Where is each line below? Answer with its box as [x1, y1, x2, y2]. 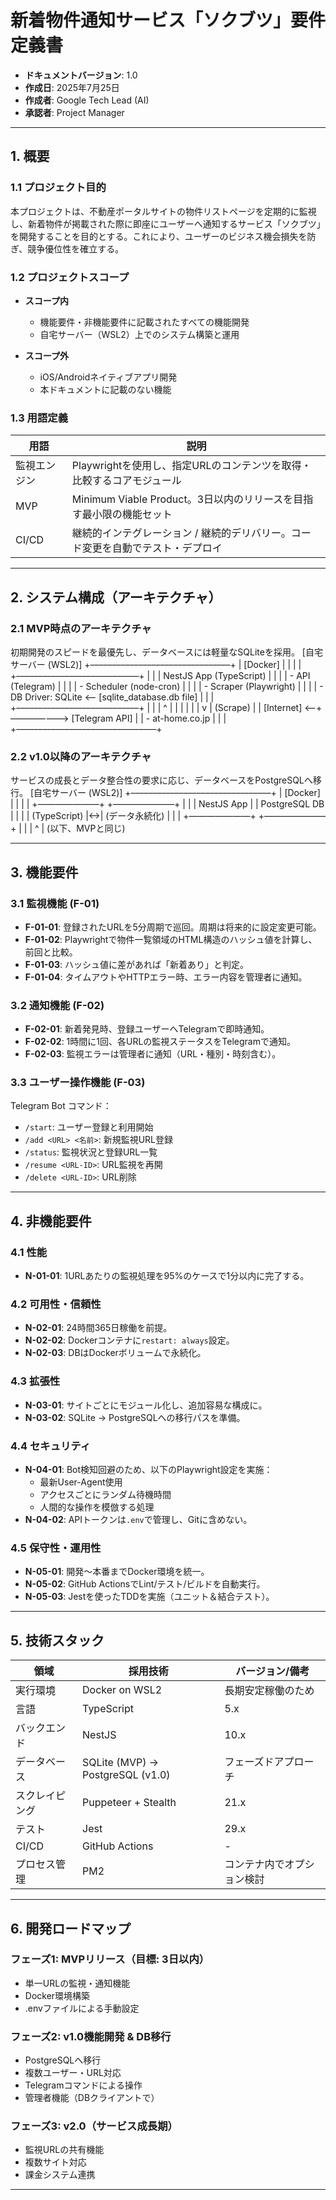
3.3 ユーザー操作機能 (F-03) [10, 1076, 146, 1090]
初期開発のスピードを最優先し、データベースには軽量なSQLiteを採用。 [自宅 [10, 646, 323, 658]
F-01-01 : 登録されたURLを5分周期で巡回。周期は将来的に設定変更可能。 [24, 921, 322, 933]
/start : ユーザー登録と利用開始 [24, 1121, 154, 1133]
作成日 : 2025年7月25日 [24, 81, 120, 93]
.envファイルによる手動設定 [24, 2002, 140, 2014]
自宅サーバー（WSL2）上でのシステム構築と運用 [39, 328, 240, 340]
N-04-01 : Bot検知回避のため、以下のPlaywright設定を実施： [24, 1464, 273, 1476]
